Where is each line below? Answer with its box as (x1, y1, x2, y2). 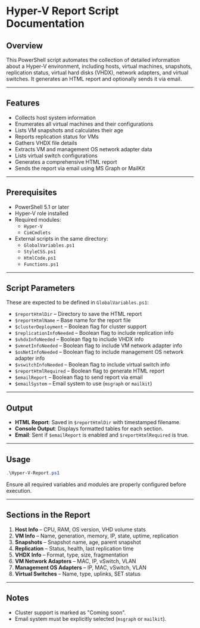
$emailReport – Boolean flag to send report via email (14, 374, 143, 381)
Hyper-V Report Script (6, 4, 119, 18)
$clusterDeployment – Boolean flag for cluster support (14, 323, 147, 330)
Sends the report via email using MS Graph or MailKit (14, 164, 145, 172)
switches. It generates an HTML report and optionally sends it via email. (6, 76, 182, 82)
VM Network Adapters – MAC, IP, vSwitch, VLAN (14, 557, 136, 564)
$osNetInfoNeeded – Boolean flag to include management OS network (14, 349, 184, 356)
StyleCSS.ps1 (23, 248, 57, 254)
